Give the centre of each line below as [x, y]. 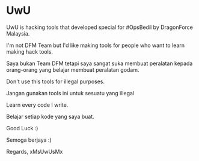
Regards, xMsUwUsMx [35, 151]
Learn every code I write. [37, 105]
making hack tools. [29, 51]
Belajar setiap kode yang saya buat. [50, 116]
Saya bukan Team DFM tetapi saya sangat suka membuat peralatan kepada [99, 63]
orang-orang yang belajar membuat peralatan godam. [73, 69]
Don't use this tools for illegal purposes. [56, 81]
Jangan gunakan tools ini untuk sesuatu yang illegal [70, 93]
